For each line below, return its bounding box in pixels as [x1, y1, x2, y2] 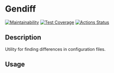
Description [5, 33, 41, 42]
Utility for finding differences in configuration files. [5, 46, 106, 52]
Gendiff [5, 3, 36, 15]
